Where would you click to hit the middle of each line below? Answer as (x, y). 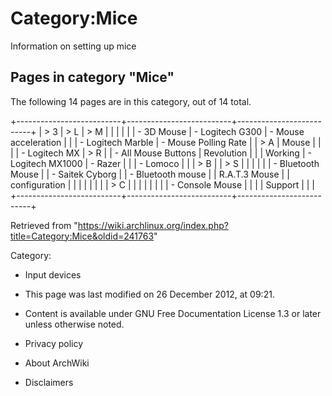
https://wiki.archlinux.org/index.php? (153, 225)
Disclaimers (49, 382)
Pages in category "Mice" (92, 77)
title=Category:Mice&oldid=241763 (82, 236)
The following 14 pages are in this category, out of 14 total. (131, 101)
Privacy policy (54, 343)
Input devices (53, 274)
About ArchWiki (57, 363)
